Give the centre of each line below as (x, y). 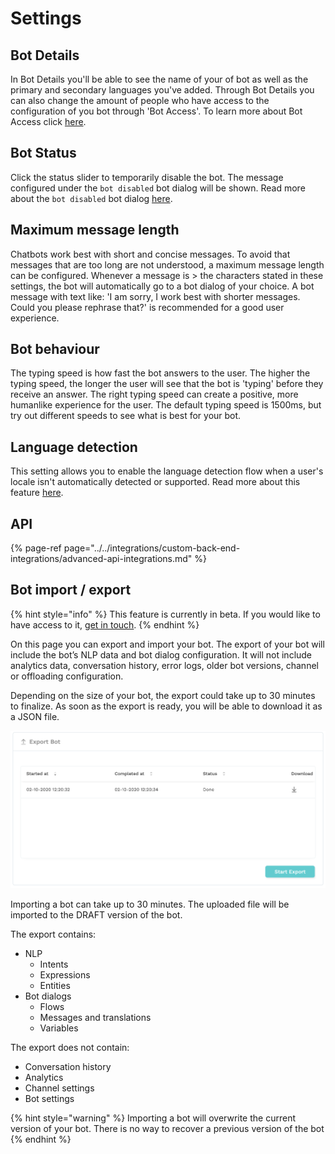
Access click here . (48, 121)
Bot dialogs (48, 996)
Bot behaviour (55, 349)
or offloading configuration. (67, 676)
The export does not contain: (70, 1047)
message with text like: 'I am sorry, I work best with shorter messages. (155, 296)
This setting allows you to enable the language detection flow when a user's (167, 471)
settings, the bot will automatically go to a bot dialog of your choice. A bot (162, 286)
